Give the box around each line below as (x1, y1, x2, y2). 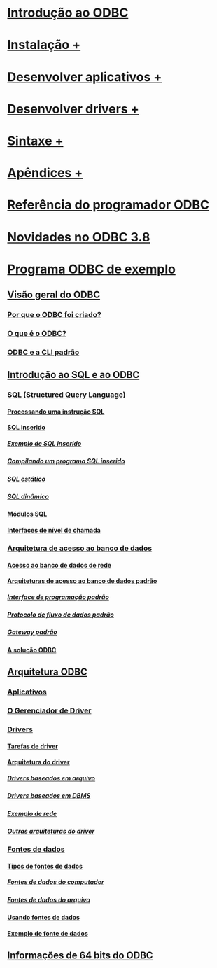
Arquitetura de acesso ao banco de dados (7, 543, 153, 553)
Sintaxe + (7, 133, 64, 148)
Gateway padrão (7, 628, 57, 636)
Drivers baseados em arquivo (7, 773, 96, 782)
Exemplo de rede (7, 809, 57, 818)
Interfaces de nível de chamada (7, 526, 101, 535)
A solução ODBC (7, 645, 57, 654)
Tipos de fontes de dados (7, 862, 83, 870)
